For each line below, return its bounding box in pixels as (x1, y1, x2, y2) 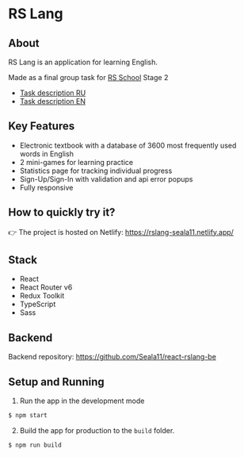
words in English (19, 148, 74, 159)
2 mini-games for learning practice (19, 157, 133, 167)
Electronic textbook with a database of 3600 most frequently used (19, 140, 237, 150)
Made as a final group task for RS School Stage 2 (8, 73, 169, 82)
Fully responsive (19, 182, 74, 192)
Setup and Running (8, 374, 105, 389)
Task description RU (19, 88, 86, 98)
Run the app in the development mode (19, 396, 145, 405)
